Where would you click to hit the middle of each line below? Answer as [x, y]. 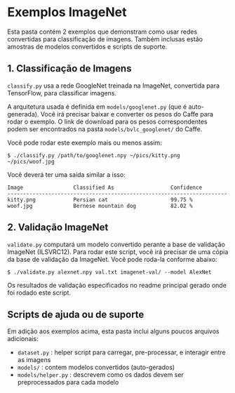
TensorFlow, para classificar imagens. [62, 93]
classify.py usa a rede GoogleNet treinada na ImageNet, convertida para [113, 86]
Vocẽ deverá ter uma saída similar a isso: [67, 174]
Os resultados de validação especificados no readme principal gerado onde [117, 285]
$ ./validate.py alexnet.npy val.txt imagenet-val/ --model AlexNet [109, 272]
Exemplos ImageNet [67, 12]
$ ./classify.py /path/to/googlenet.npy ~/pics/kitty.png [94, 155]
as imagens [34, 360]
